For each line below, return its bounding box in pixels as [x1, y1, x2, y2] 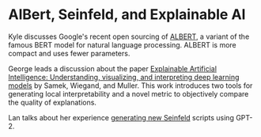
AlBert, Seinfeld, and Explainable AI [8, 6, 246, 24]
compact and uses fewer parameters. [8, 48, 130, 58]
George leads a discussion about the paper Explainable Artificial [8, 63, 217, 73]
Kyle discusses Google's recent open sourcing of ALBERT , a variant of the [8, 32, 250, 41]
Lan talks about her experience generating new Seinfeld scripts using [8, 112, 235, 122]
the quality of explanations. [8, 97, 97, 107]
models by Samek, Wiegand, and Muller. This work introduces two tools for [8, 81, 253, 90]
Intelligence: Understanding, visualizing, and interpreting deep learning [8, 72, 240, 82]
